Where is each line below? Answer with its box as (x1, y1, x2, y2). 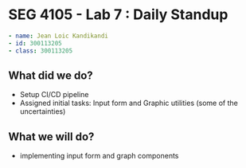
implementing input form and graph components (19, 151, 179, 161)
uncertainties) (19, 107, 66, 116)
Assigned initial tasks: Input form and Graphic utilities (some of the (19, 98, 239, 108)
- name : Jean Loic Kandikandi (8, 32, 109, 40)
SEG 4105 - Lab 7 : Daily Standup (8, 6, 228, 24)
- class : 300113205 (8, 46, 73, 55)
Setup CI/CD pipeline (19, 90, 89, 100)
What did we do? (8, 68, 93, 82)
